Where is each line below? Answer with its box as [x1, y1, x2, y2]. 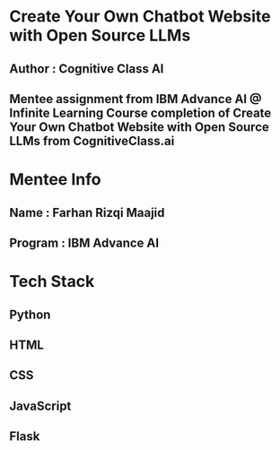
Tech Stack [9, 272, 95, 292]
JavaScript [9, 398, 72, 413]
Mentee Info [9, 169, 101, 190]
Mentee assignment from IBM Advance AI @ [9, 91, 262, 107]
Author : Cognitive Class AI [9, 61, 164, 76]
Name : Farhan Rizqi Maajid [9, 204, 165, 221]
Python [9, 307, 51, 322]
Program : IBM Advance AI [9, 235, 160, 250]
